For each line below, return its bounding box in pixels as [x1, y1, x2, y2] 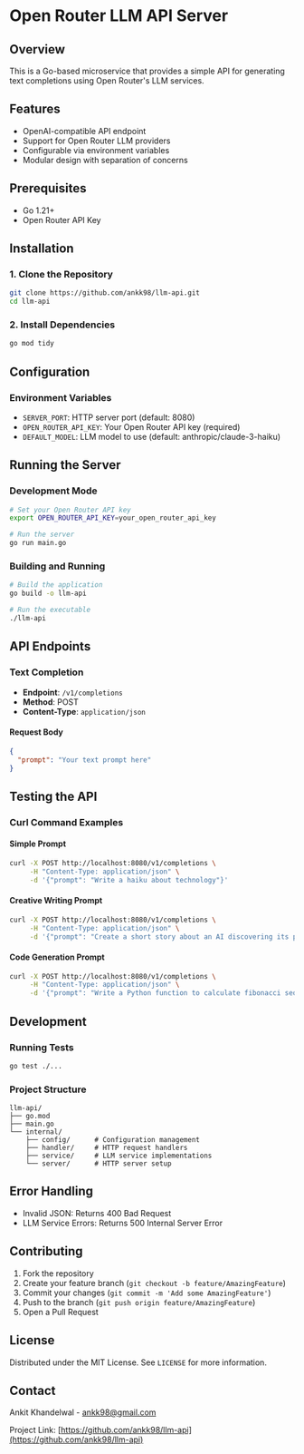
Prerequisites [9, 181, 87, 196]
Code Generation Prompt [9, 951, 106, 962]
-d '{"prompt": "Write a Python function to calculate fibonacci [29, 989, 281, 998]
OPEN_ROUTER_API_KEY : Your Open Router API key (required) [22, 421, 241, 432]
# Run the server [9, 530, 75, 540]
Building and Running [9, 560, 106, 572]
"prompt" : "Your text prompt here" [17, 755, 152, 765]
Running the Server [9, 457, 121, 473]
